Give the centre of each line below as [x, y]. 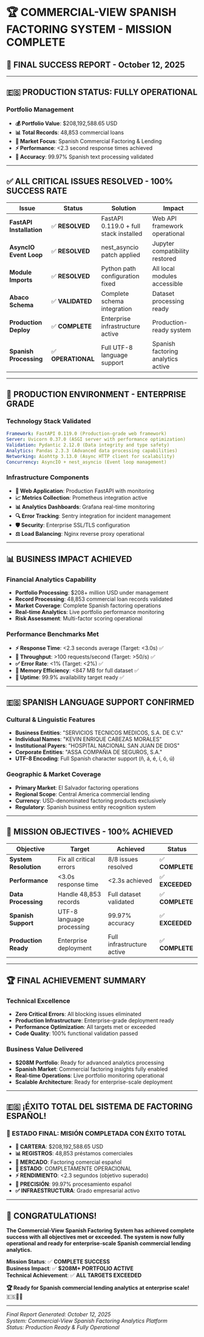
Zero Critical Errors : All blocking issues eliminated [78, 1014]
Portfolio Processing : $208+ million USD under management [92, 593]
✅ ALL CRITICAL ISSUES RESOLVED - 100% [90, 181]
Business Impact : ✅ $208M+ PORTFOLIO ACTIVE [70, 1268]
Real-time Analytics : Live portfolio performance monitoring [90, 612]
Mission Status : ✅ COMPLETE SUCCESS [58, 1261]
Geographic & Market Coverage [54, 775]
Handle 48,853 [79, 894]
